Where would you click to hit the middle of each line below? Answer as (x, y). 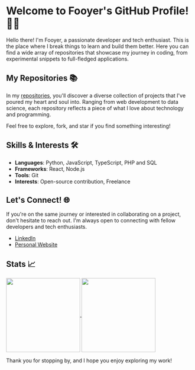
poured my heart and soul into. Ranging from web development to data (92, 101)
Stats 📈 (21, 264)
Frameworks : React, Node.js (50, 169)
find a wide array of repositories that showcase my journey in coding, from (97, 52)
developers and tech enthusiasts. (47, 227)
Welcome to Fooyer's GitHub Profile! (97, 11)
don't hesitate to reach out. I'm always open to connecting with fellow (91, 221)
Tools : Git (27, 175)
